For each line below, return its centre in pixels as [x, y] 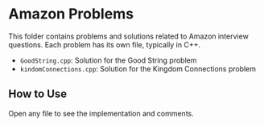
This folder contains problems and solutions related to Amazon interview [129, 36]
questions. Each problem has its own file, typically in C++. [105, 44]
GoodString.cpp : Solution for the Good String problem [108, 60]
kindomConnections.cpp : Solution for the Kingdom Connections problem [138, 68]
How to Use [38, 94]
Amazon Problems [71, 14]
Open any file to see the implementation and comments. [101, 113]
